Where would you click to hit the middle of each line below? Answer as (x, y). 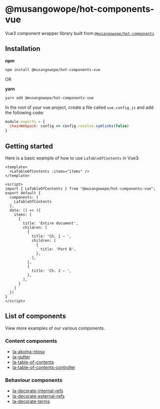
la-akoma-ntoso (29, 352)
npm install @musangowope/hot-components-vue (53, 70)
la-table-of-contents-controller (44, 368)
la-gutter (21, 357)
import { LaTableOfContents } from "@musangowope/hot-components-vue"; (80, 189)
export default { (23, 193)
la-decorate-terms (31, 402)
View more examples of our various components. (55, 328)
